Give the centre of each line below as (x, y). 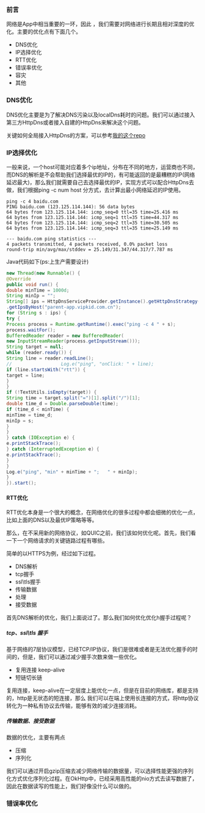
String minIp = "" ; (31, 296)
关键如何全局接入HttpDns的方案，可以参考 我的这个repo (76, 135)
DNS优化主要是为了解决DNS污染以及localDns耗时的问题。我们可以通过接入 (101, 115)
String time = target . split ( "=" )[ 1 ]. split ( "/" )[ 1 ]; (73, 398)
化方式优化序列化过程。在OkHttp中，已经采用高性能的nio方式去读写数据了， (102, 779)
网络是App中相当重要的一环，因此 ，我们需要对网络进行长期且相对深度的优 (100, 24)
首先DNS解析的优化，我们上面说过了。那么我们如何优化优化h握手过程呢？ (99, 618)
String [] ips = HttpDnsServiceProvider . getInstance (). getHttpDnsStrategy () (105, 302)
